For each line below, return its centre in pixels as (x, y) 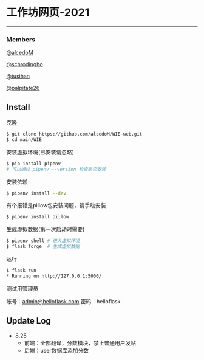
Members (21, 39)
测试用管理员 (22, 288)
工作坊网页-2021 (48, 12)
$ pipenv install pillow (38, 217)
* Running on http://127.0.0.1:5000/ (54, 276)
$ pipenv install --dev (36, 193)
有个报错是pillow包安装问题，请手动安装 (56, 206)
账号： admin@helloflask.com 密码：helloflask (63, 301)
